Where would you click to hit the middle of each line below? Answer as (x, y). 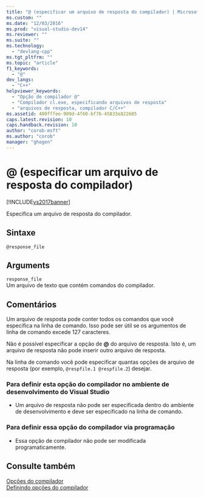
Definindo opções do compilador (47, 487)
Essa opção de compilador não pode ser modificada (80, 440)
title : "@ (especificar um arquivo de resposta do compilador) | (90, 12)
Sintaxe (21, 233)
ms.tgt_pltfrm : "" (29, 57)
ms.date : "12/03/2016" (35, 23)
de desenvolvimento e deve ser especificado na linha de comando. (99, 412)
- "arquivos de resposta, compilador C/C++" (69, 108)
